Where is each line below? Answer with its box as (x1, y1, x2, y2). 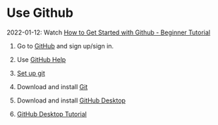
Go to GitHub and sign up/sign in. (16, 41, 114, 50)
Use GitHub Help (16, 55, 66, 64)
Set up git (16, 69, 45, 77)
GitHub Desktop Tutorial (16, 110, 87, 118)
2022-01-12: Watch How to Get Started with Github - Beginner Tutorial (6, 28, 211, 37)
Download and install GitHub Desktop (16, 96, 126, 105)
